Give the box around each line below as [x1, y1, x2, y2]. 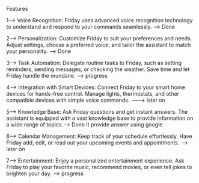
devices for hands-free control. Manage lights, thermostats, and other [6, 90, 179, 97]
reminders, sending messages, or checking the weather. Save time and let [6, 66, 190, 73]
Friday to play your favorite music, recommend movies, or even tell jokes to [6, 164, 192, 170]
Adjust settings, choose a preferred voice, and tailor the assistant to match [6, 42, 191, 48]
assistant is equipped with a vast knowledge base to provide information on [6, 114, 194, 122]
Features [6, 5, 28, 12]
